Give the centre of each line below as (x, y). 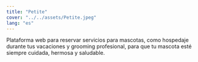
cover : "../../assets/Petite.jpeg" (51, 17)
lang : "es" (20, 23)
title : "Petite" (27, 12)
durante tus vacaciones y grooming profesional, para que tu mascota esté (99, 46)
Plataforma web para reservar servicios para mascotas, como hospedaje (97, 40)
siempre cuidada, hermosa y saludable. (56, 53)
